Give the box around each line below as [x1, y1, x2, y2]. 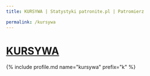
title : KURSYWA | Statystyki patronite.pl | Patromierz [6, 8, 144, 15]
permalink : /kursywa [6, 19, 56, 25]
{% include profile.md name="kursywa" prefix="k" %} [6, 64, 136, 71]
